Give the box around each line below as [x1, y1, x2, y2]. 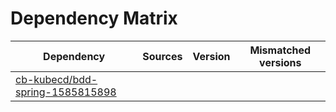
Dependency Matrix [10, 7, 178, 30]
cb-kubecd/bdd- [15, 72, 98, 86]
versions [259, 55, 302, 69]
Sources [142, 49, 183, 63]
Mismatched [249, 43, 312, 57]
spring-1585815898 [15, 85, 117, 99]
